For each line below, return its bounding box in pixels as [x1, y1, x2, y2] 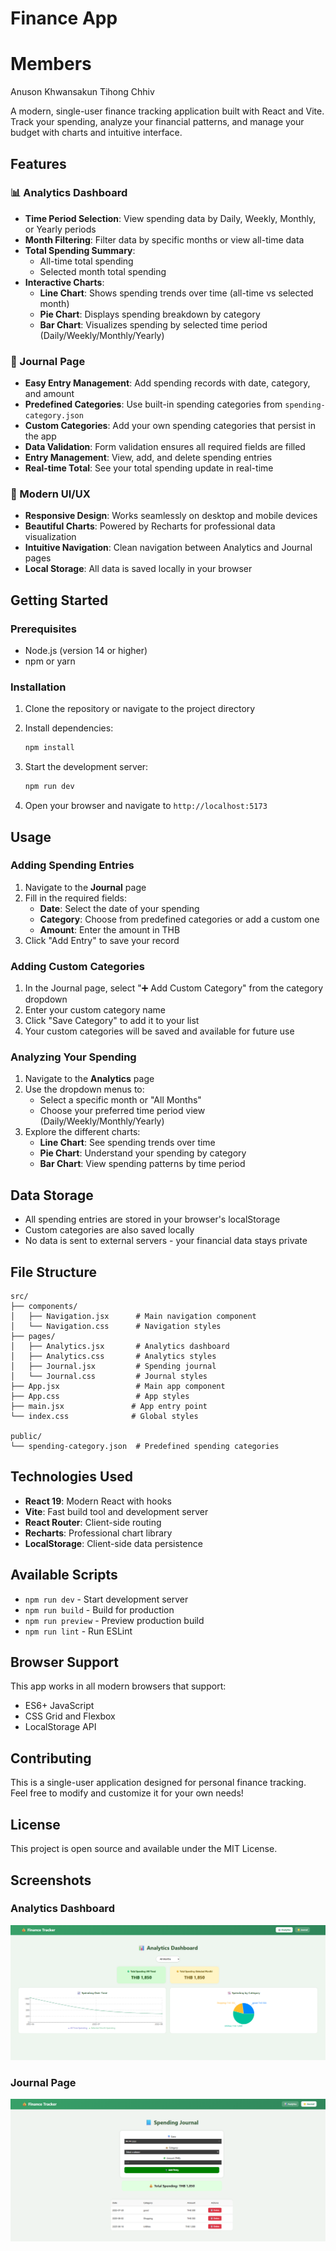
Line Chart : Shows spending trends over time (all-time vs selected [39, 287, 314, 299]
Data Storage [10, 1187, 94, 1204]
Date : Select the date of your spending [39, 902, 200, 914]
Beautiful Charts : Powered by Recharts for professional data [24, 520, 276, 532]
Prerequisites [10, 622, 77, 636]
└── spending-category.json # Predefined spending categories [10, 1442, 280, 1452]
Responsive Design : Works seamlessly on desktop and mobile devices [24, 510, 318, 522]
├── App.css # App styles [10, 1392, 190, 1402]
